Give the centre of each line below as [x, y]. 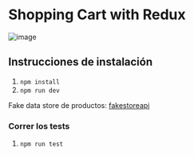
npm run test [42, 144]
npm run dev [40, 90]
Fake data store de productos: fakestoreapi [79, 105]
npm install [40, 82]
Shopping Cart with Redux [97, 15]
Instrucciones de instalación [81, 62]
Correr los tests [39, 126]
